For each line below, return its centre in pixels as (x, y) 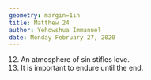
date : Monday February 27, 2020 (62, 37)
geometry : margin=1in (45, 15)
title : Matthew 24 (39, 23)
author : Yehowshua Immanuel (55, 30)
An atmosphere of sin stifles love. (75, 60)
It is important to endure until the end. (82, 68)
